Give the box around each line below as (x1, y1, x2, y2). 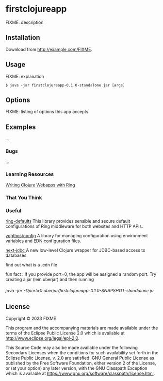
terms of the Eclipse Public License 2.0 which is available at (5, 330, 125, 336)
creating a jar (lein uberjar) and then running (5, 277, 94, 282)
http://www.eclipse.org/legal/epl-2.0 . (5, 335, 80, 341)
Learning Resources (5, 171, 54, 178)
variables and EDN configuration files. (5, 238, 81, 244)
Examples (5, 123, 36, 131)
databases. (5, 252, 28, 258)
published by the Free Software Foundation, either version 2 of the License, (5, 360, 157, 366)
